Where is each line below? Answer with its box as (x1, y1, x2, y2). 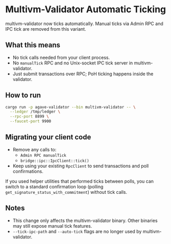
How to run (5, 91, 41, 100)
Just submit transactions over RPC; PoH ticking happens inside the (12, 71, 154, 77)
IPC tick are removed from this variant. (5, 26, 86, 32)
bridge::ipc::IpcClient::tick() (20, 158, 89, 163)
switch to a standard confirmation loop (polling (5, 183, 104, 190)
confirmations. (12, 168, 43, 174)
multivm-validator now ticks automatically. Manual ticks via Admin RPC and (5, 20, 163, 27)
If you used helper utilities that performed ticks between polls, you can (5, 178, 154, 184)
